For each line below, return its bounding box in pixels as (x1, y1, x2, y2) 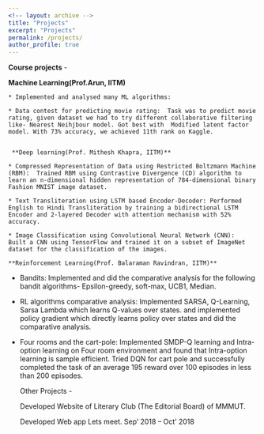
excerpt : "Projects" (8, 26, 77, 34)
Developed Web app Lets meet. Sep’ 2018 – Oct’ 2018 (19, 417, 195, 427)
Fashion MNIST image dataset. (8, 183, 108, 191)
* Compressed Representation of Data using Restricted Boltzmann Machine (8, 163, 257, 171)
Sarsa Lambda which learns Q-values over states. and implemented (19, 305, 241, 315)
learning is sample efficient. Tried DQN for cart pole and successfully (19, 354, 245, 364)
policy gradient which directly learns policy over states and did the (19, 314, 237, 323)
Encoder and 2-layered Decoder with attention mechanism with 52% (8, 211, 232, 219)
